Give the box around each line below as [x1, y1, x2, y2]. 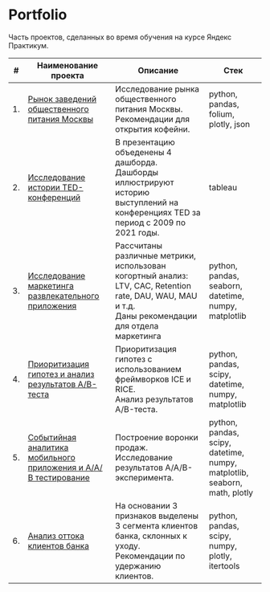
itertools [208, 560, 240, 571]
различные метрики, [115, 250, 197, 261]
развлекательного [27, 290, 100, 301]
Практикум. [8, 40, 49, 50]
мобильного [27, 451, 76, 463]
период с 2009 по [115, 217, 186, 228]
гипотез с [115, 353, 153, 365]
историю [115, 186, 150, 198]
